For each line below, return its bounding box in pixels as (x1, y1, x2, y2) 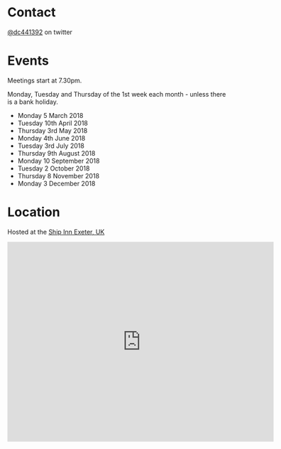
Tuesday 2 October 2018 (17, 164, 90, 173)
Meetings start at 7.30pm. (7, 76, 82, 85)
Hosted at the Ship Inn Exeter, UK (7, 227, 105, 236)
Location (7, 204, 60, 220)
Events (7, 53, 50, 69)
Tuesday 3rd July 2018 (17, 141, 85, 150)
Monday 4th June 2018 (17, 134, 86, 142)
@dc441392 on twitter (7, 28, 73, 36)
